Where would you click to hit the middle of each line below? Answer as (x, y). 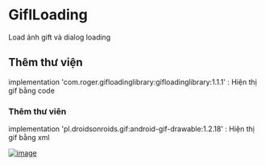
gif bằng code (31, 90)
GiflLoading (48, 15)
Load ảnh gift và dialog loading (60, 37)
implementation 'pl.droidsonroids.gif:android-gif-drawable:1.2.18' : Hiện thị (132, 129)
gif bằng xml (29, 138)
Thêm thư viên (37, 111)
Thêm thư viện (46, 62)
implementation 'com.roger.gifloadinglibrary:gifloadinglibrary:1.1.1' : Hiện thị (133, 81)
